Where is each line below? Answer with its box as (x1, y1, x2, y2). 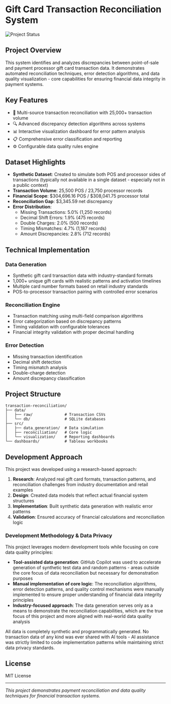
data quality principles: (5, 549, 53, 555)
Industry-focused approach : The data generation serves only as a (12, 602, 153, 608)
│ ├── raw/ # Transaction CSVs (5, 412, 106, 417)
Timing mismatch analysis (12, 364, 67, 370)
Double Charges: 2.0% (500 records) (20, 220, 98, 226)
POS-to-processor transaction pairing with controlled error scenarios (12, 289, 158, 295)
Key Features (5, 96, 48, 105)
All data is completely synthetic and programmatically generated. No (5, 628, 149, 634)
